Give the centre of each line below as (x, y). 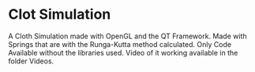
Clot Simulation (60, 14)
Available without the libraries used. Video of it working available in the (123, 52)
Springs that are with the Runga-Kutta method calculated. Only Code (120, 44)
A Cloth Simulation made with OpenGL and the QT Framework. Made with (127, 36)
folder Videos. (31, 61)
